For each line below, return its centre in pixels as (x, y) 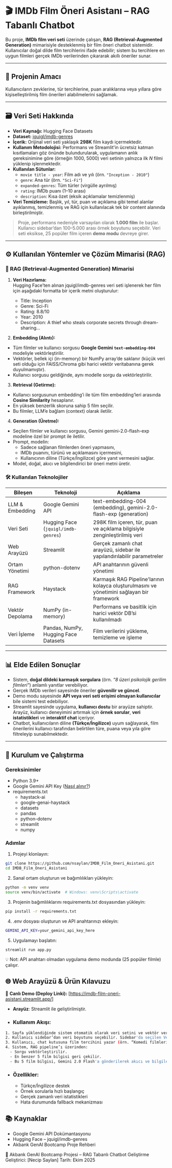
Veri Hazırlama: (30, 280)
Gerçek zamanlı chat (117, 543)
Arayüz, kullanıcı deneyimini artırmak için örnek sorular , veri (77, 712)
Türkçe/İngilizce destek (45, 1086)
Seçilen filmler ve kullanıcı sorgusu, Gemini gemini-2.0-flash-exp (81, 431)
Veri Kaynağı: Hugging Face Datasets (53, 131)
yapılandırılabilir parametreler (128, 556)
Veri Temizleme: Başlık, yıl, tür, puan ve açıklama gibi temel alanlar (83, 202)
